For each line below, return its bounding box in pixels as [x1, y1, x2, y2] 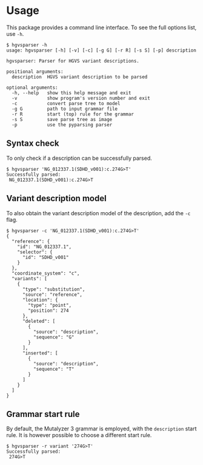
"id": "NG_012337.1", [17, 244, 72, 250]
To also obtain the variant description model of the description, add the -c [6, 209, 191, 216]
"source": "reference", [22, 291, 83, 298]
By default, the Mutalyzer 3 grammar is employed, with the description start [6, 425, 197, 432]
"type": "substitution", [22, 286, 85, 292]
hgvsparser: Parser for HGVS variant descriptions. [6, 58, 139, 64]
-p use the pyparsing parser [12, 122, 113, 128]
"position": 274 [28, 308, 69, 314]
